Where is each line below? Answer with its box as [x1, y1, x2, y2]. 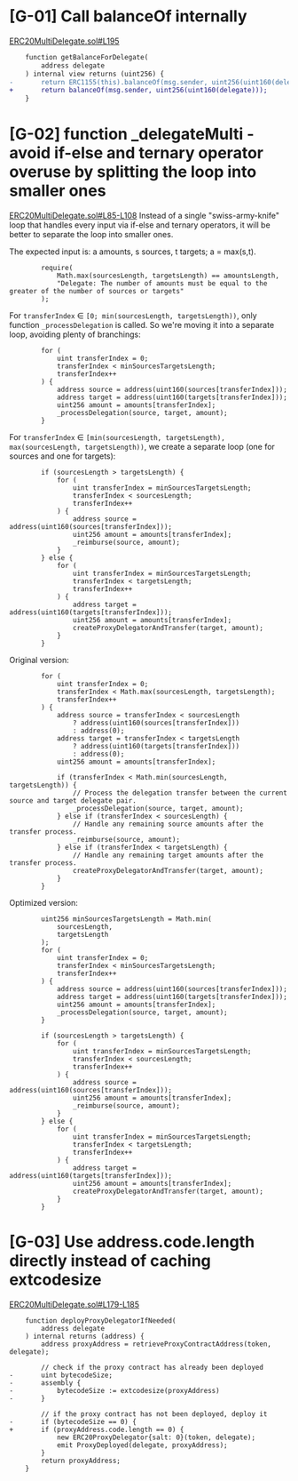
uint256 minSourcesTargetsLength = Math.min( [41, 915, 213, 924]
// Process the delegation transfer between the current [72, 789, 288, 797]
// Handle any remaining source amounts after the [72, 820, 264, 829]
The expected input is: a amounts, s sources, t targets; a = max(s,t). [9, 246, 256, 257]
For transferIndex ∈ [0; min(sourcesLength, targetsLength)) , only [9, 310, 257, 321]
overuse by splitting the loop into [9, 162, 257, 182]
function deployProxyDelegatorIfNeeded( [25, 1317, 176, 1325]
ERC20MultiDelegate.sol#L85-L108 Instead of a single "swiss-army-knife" [9, 211, 279, 221]
